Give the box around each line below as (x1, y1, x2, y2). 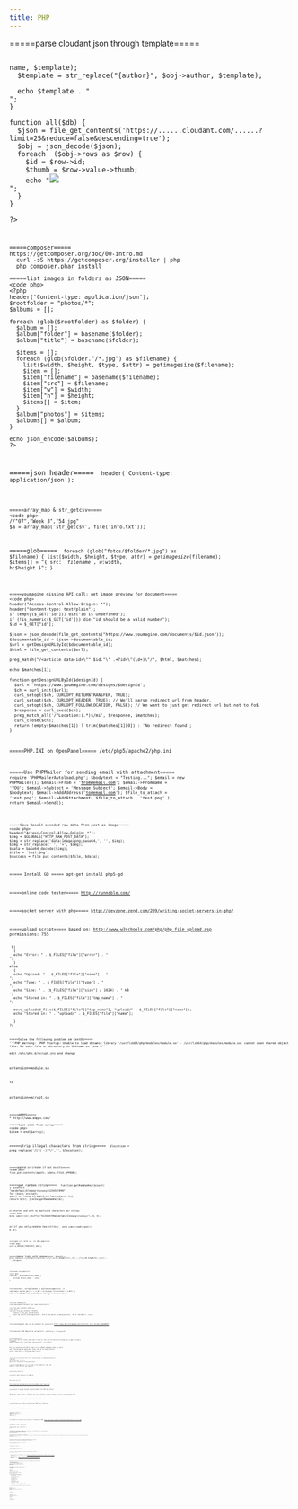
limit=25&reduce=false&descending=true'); (9, 134, 171, 143)
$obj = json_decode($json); (17, 141, 123, 151)
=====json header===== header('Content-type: (9, 469, 173, 478)
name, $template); (9, 63, 78, 72)
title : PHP (9, 13, 50, 22)
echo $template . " (17, 86, 91, 95)
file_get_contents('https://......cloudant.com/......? (48, 126, 263, 135)
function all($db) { (9, 118, 87, 127)
